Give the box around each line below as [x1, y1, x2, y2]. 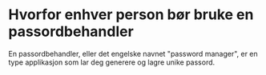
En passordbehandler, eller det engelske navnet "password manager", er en [8, 49, 258, 58]
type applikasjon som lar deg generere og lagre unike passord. [8, 57, 216, 67]
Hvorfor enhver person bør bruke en [8, 6, 254, 24]
